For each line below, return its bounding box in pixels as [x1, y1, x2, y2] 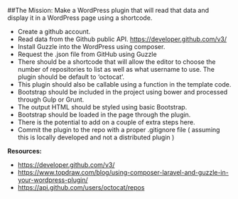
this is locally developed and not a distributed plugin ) [17, 133, 175, 141]
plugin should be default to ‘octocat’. [17, 72, 125, 81]
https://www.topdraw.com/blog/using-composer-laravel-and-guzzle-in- [17, 168, 229, 176]
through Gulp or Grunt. [17, 95, 85, 104]
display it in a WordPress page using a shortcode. [7, 14, 153, 22]
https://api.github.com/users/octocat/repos [17, 183, 145, 191]
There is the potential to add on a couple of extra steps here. [17, 118, 195, 127]
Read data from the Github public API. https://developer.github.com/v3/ [17, 35, 227, 43]
